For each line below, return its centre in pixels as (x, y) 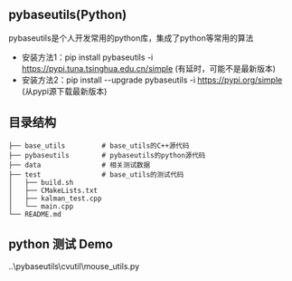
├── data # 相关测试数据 (80, 165)
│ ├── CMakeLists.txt (53, 190)
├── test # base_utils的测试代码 (96, 174)
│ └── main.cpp (41, 206)
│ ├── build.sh (41, 182)
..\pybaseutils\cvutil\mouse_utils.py (74, 266)
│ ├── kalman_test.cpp (55, 199)
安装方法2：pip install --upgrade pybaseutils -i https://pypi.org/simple (152, 80)
